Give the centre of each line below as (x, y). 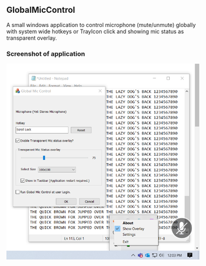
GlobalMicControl (41, 10)
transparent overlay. (32, 38)
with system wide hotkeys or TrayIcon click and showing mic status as (95, 31)
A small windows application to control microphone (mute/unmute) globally (101, 25)
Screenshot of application (46, 53)
